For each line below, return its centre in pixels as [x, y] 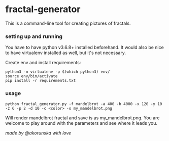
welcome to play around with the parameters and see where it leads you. [81, 123]
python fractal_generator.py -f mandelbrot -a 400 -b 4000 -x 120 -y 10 [84, 104]
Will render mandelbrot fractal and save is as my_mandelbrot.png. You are [82, 118]
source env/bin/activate [31, 76]
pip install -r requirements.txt [41, 81]
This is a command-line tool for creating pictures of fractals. [68, 23]
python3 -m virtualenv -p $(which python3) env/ [58, 72]
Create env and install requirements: [43, 63]
